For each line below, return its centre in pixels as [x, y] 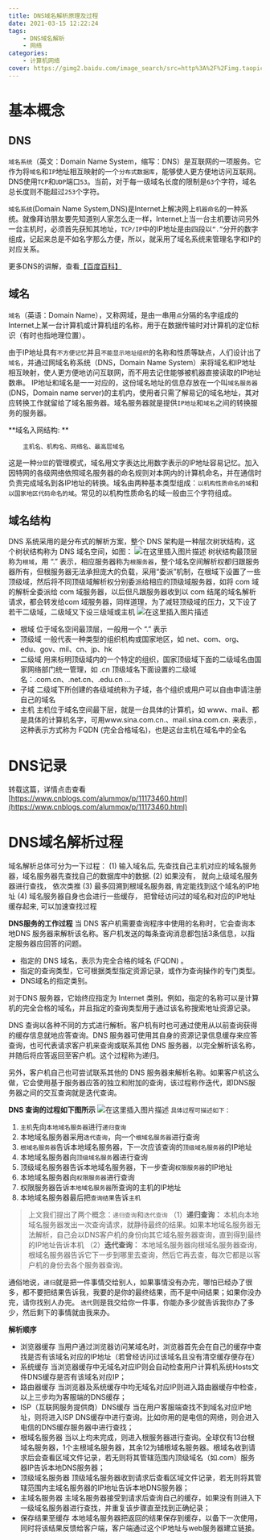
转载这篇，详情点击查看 [47, 789]
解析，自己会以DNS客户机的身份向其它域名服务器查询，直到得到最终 [148, 1235]
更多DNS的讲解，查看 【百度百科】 [65, 266]
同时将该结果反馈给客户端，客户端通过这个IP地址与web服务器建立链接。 [139, 1528]
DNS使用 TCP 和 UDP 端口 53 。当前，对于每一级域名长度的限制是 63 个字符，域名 [133, 181]
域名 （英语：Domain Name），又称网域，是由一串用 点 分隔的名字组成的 [123, 314]
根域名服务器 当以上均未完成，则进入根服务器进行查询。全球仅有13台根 [137, 1438]
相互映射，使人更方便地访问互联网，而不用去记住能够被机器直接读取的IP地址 [135, 373]
